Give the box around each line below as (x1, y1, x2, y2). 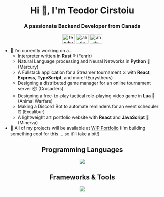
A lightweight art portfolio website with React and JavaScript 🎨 (17, 114, 149, 120)
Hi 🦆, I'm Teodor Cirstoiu (30, 5, 135, 16)
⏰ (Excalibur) (17, 109, 45, 115)
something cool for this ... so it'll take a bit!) (10, 130, 100, 137)
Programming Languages (41, 145, 123, 154)
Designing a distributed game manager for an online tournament (17, 80, 151, 86)
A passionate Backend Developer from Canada (24, 23, 141, 30)
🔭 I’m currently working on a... (10, 48, 73, 54)
